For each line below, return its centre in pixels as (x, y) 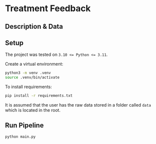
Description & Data (34, 27)
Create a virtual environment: (34, 64)
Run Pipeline (24, 125)
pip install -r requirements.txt (39, 96)
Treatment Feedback (48, 9)
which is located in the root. (33, 110)
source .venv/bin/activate (32, 78)
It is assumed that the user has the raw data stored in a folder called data (78, 105)
